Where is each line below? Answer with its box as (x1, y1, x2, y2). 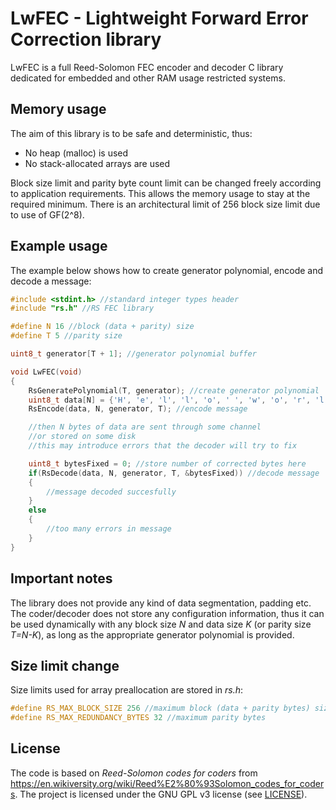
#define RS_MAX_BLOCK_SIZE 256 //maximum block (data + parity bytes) (10, 703, 311, 714)
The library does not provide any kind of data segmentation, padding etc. (10, 597, 312, 609)
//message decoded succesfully (46, 487, 177, 497)
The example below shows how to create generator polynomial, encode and (10, 264, 324, 276)
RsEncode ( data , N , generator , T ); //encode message (28, 404, 248, 414)
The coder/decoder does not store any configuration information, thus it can (10, 607, 325, 619)
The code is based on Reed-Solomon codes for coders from (10, 767, 258, 779)
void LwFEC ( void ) (10, 367, 83, 377)
